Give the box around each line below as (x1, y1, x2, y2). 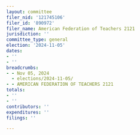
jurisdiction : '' (6, 31, 50, 37)
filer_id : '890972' (6, 20, 55, 26)
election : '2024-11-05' (6, 43, 66, 49)
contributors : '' (6, 103, 50, 110)
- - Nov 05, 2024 (6, 70, 50, 76)
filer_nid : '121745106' (6, 14, 66, 20)
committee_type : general (6, 37, 68, 43)
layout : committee (6, 8, 52, 15)
